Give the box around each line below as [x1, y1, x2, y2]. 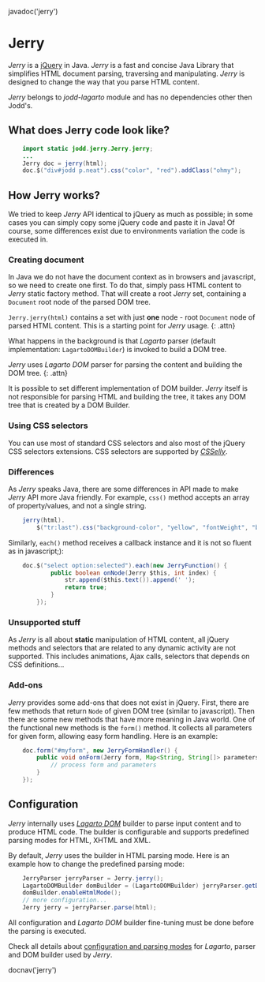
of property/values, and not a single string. [8, 500, 147, 510]
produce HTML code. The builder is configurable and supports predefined [8, 826, 250, 836]
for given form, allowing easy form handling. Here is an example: [8, 731, 218, 740]
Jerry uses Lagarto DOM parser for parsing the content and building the [8, 360, 243, 369]
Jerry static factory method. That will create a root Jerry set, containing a [8, 289, 247, 298]
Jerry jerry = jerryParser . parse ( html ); [22, 904, 157, 912]
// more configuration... [22, 896, 108, 905]
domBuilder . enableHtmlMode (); [22, 889, 122, 897]
